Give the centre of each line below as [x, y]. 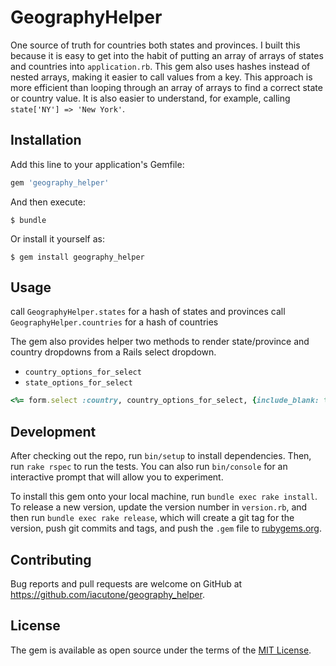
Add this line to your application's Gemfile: [97, 164]
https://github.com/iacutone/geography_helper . [107, 594]
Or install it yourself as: [57, 238]
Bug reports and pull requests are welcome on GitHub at [126, 583]
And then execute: [48, 202]
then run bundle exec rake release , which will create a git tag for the [152, 518]
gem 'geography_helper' [60, 182]
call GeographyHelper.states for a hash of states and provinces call [148, 312]
